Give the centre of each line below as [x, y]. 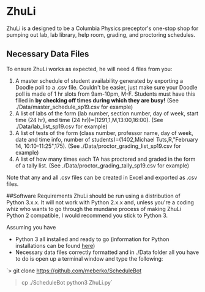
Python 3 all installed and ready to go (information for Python [92, 239]
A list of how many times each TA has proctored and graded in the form [105, 159]
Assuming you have [31, 227]
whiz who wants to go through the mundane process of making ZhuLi [94, 209]
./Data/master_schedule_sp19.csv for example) [74, 107]
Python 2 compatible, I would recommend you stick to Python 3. [87, 215]
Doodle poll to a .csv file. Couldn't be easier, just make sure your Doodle [106, 87]
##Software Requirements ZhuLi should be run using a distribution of [93, 196]
